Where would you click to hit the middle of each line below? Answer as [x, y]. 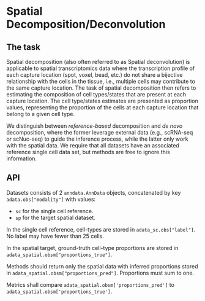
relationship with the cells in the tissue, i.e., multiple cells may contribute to [101, 81]
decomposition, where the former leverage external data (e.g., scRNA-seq [100, 132]
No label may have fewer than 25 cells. [55, 236]
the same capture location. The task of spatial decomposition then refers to [101, 88]
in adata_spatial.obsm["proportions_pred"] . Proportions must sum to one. [100, 273]
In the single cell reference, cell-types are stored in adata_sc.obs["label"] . [101, 229]
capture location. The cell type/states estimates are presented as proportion [102, 101]
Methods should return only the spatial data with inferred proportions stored [102, 266]
